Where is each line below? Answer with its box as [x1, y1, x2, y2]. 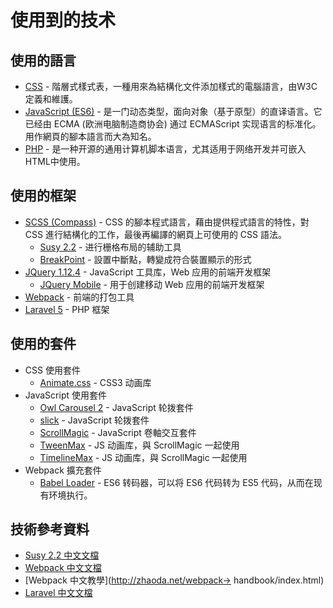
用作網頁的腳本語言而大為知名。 [24, 131, 157, 142]
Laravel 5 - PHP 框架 [24, 303, 110, 315]
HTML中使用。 [24, 156, 86, 167]
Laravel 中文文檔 [24, 587, 93, 599]
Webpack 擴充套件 [24, 464, 102, 476]
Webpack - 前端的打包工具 [24, 291, 135, 303]
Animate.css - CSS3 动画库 [39, 376, 152, 388]
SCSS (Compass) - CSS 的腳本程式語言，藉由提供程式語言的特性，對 [24, 216, 310, 228]
